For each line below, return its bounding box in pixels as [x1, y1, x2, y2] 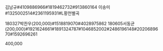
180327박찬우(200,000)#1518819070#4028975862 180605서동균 [5, 21, 135, 26]
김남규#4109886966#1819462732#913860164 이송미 [5, 4, 111, 10]
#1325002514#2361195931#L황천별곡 [5, 10, 80, 16]
